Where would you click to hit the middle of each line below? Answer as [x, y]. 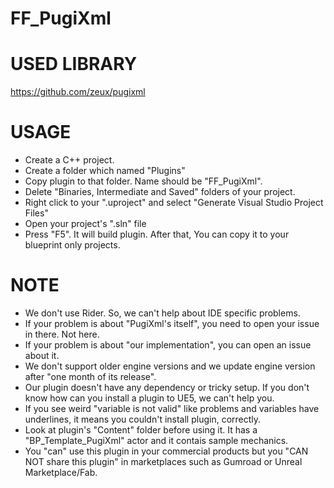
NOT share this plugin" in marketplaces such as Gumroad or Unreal [163, 461]
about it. [42, 355]
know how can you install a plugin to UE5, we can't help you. [149, 398]
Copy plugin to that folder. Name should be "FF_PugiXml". [143, 181]
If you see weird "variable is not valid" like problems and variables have [172, 408]
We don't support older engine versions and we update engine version [170, 366]
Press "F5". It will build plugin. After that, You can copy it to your [157, 234]
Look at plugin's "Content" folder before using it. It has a [141, 430]
